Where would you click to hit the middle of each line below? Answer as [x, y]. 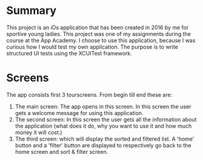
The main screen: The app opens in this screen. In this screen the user [103, 106]
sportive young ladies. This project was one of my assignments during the [99, 33]
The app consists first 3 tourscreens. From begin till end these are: [89, 94]
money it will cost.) [38, 132]
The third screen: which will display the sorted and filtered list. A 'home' [105, 139]
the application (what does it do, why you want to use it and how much [103, 126]
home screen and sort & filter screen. [62, 151]
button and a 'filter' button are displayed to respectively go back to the [103, 145]
